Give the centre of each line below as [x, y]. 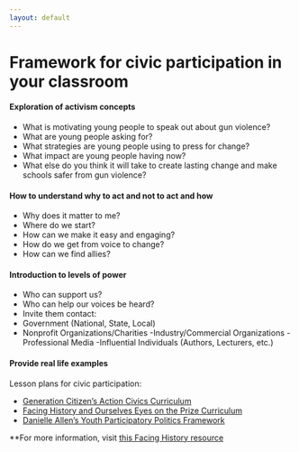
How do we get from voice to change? [93, 244]
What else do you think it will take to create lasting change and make [149, 166]
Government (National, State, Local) [89, 323]
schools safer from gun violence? [84, 175]
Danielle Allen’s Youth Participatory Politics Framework [123, 420]
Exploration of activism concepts [72, 107]
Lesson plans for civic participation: [76, 383]
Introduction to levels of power [68, 274]
